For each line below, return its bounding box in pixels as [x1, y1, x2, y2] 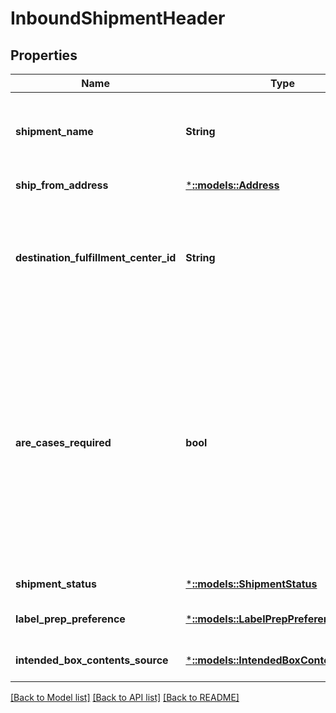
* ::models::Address [185, 178, 280, 192]
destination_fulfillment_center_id [15, 251, 177, 264]
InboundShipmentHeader [10, 7, 226, 30]
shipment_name [15, 125, 94, 138]
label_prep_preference [15, 612, 126, 626]
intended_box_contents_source [15, 653, 169, 667]
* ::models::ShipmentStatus [185, 577, 318, 591]
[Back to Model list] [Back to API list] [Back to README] [10, 692, 240, 703]
